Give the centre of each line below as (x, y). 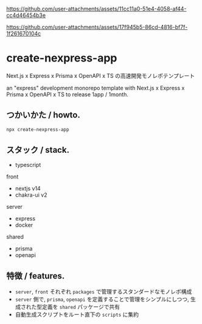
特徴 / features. (36, 276)
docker (24, 225)
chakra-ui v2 (31, 195)
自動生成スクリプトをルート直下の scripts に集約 (77, 315)
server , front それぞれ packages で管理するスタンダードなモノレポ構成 (103, 292)
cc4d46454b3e (26, 15)
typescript (28, 165)
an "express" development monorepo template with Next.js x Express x (96, 88)
